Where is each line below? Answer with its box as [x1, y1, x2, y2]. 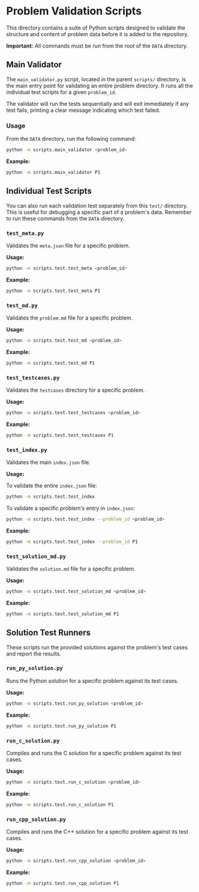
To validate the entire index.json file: [6, 482, 97, 489]
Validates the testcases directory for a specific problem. [6, 386, 145, 394]
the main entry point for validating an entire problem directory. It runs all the [6, 82, 194, 89]
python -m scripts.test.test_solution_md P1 [6, 611, 119, 617]
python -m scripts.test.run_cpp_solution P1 [6, 880, 119, 886]
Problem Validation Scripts [6, 4, 142, 18]
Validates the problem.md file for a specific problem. [6, 314, 133, 321]
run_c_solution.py [6, 737, 60, 744]
